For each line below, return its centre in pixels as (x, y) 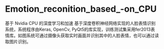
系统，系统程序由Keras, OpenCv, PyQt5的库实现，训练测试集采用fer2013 (78, 29)
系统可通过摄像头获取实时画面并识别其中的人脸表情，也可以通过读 (92, 35)
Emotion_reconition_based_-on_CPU (81, 9)
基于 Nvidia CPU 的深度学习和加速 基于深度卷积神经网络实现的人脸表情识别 (81, 23)
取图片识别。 (18, 41)
